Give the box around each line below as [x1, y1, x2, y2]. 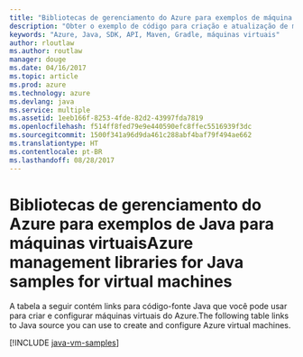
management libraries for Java [9, 252, 244, 272]
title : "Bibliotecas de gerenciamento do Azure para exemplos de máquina [9, 13, 293, 23]
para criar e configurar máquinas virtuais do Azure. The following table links [9, 310, 289, 321]
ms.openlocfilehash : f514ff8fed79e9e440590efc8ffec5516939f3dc [9, 123, 252, 132]
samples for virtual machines [9, 271, 233, 291]
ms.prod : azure [9, 80, 67, 89]
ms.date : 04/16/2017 [9, 64, 87, 73]
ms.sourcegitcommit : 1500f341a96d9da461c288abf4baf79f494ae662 [9, 131, 252, 140]
